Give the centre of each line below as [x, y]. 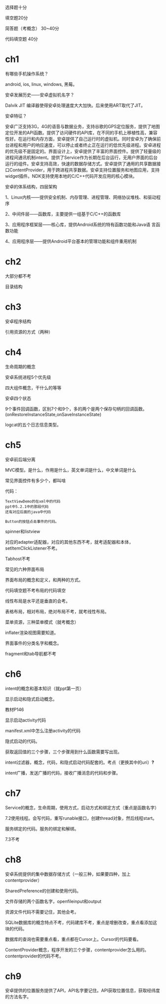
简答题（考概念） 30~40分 [32, 28]
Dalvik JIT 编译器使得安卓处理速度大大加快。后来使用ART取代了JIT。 [75, 105]
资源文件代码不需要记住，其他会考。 [42, 912]
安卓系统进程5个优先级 [28, 377]
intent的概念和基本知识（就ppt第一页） [44, 688]
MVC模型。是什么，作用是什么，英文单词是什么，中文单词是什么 [71, 470]
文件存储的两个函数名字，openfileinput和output [53, 901]
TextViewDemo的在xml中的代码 [33, 501]
